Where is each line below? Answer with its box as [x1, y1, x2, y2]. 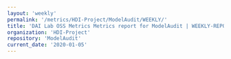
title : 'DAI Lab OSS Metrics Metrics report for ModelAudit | [7, 22, 189, 29]
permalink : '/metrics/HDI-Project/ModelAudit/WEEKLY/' [7, 16, 168, 23]
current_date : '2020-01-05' [7, 41, 88, 48]
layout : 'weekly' [7, 9, 57, 17]
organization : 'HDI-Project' [7, 28, 91, 36]
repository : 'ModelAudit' [7, 35, 81, 42]
